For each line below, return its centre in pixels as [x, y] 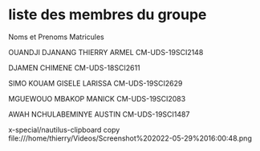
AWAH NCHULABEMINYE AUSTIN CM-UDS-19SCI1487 [99, 114]
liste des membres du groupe [108, 15]
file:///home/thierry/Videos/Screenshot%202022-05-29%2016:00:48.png [130, 138]
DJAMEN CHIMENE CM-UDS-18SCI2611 [74, 68]
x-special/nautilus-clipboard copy [64, 129]
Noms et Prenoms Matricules [56, 37]
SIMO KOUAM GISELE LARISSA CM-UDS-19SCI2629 [95, 83]
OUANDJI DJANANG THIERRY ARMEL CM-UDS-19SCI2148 [106, 52]
